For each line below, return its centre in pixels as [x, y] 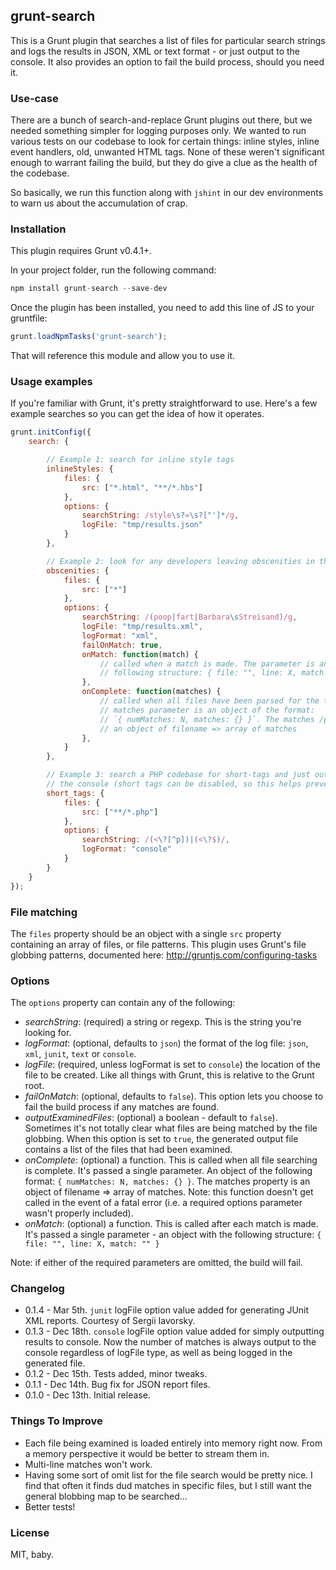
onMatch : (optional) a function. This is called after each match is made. [171, 1224]
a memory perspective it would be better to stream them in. [147, 1453]
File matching [44, 912]
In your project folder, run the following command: [113, 270]
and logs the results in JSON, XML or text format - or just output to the [155, 51]
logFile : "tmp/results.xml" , [142, 627]
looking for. [48, 1033]
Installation [38, 229]
